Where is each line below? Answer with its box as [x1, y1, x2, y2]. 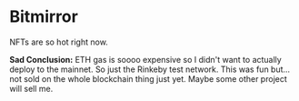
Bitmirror [9, 6, 79, 27]
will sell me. [9, 83, 54, 94]
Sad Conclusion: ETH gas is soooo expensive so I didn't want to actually [9, 54, 282, 65]
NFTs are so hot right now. [9, 36, 109, 47]
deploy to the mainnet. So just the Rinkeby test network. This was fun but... [9, 64, 291, 75]
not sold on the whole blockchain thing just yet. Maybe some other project [9, 73, 288, 84]
